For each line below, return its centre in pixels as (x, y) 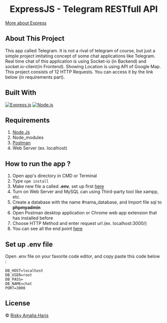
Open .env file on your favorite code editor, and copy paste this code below (83, 256)
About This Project (35, 39)
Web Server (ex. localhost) (40, 148)
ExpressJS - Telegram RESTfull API (84, 9)
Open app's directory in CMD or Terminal (55, 176)
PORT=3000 (15, 288)
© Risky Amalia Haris (27, 315)
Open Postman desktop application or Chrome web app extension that (84, 213)
